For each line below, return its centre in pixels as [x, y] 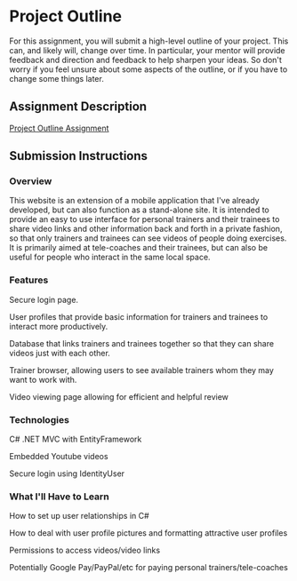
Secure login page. [44, 299]
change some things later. [56, 78]
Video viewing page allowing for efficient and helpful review [119, 396]
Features [29, 280]
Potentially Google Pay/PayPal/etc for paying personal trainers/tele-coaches [149, 568]
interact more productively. [59, 326]
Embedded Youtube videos [59, 457]
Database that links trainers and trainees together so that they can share [141, 343]
